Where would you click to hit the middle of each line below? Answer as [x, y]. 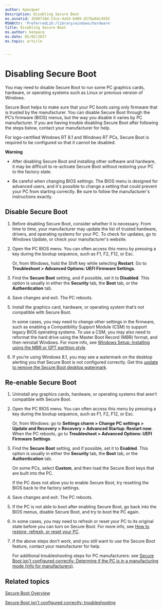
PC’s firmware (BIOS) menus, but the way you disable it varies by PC [74, 117]
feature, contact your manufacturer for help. [56, 546]
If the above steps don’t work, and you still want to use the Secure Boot [84, 541]
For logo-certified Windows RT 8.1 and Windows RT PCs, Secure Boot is [77, 137]
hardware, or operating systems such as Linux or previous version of [74, 92]
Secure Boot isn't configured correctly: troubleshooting [60, 603]
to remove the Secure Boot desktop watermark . [60, 367]
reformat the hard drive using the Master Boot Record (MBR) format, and [85, 337]
